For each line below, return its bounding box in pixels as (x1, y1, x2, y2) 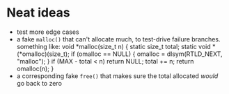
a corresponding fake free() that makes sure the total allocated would (16, 71, 219, 80)
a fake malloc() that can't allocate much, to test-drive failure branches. (16, 35, 221, 43)
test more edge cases (16, 28, 79, 36)
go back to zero (16, 79, 62, 87)
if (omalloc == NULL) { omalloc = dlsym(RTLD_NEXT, (71, 50, 223, 58)
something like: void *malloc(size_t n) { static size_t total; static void (16, 42, 212, 50)
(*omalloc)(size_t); (16, 50, 70, 58)
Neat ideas (6, 5, 70, 21)
